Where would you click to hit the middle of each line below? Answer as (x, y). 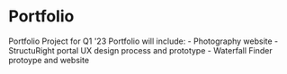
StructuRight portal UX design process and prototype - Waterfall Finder (140, 50)
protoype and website (49, 60)
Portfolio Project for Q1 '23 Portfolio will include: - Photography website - (143, 41)
